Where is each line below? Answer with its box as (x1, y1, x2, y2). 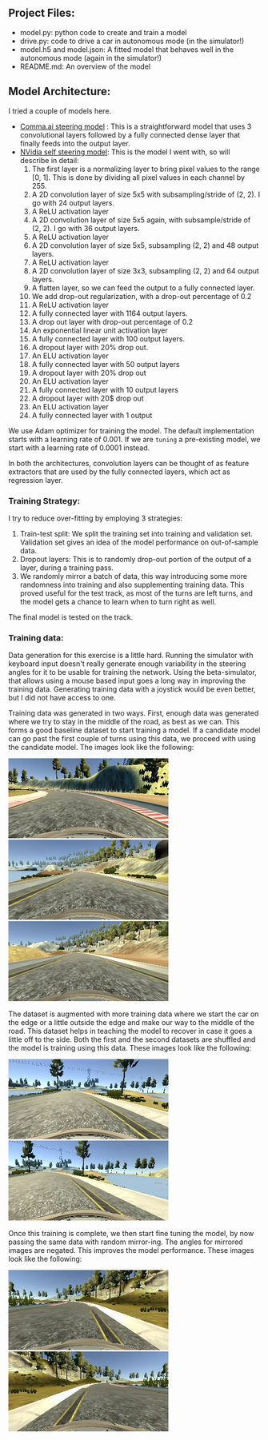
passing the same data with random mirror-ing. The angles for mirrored (8, 1237, 243, 1247)
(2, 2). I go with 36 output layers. (31, 223, 140, 233)
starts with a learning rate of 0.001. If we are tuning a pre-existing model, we (8, 434, 262, 444)
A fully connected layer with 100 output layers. (31, 333, 186, 343)
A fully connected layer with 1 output (31, 410, 153, 420)
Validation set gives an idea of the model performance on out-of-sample (19, 537, 258, 547)
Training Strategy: (8, 495, 81, 506)
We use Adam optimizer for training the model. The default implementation (8, 425, 254, 435)
